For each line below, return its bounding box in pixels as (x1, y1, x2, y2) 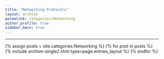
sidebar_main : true (5, 25, 45, 30)
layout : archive (5, 12, 38, 17)
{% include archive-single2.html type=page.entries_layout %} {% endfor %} (5, 48, 159, 54)
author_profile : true (5, 20, 49, 26)
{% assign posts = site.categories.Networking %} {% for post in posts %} (5, 43, 153, 49)
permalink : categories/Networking (5, 16, 76, 21)
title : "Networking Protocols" (5, 7, 69, 12)
